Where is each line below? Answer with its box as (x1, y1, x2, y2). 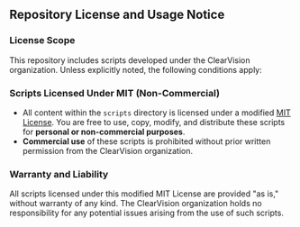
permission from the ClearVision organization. (22, 145, 194, 156)
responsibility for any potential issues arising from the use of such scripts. (9, 207, 284, 219)
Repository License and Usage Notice (9, 7, 225, 23)
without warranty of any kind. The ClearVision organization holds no (9, 198, 263, 209)
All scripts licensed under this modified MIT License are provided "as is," (9, 188, 279, 199)
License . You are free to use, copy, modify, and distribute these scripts (22, 116, 286, 127)
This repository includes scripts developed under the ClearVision (9, 54, 250, 66)
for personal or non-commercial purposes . (22, 126, 186, 137)
